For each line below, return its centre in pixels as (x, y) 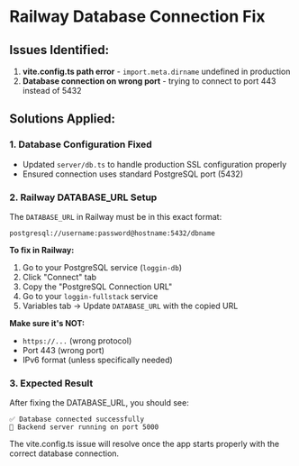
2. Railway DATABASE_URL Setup (83, 197)
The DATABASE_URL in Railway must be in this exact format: (116, 216)
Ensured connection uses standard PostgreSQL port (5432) (132, 174)
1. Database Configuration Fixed (81, 144)
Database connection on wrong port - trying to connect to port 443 (149, 81)
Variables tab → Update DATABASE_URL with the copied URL (130, 306)
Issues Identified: (59, 50)
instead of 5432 (52, 91)
